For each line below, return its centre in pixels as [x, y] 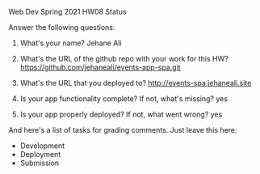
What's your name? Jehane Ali [71, 43]
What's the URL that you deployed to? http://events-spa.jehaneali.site [136, 83]
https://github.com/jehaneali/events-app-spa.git [100, 67]
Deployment [40, 154]
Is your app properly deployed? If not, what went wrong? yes [121, 114]
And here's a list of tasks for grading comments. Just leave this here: [123, 130]
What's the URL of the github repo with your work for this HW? [124, 59]
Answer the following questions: [62, 27]
